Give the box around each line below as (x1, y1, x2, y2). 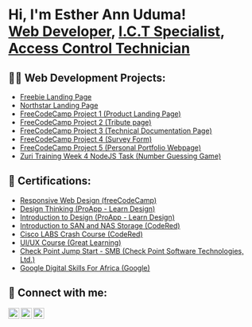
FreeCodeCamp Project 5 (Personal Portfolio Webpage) (19, 143, 201, 152)
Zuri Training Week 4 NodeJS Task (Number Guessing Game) (19, 151, 221, 161)
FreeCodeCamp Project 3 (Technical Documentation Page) (19, 126, 212, 135)
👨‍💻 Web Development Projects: (8, 71, 166, 84)
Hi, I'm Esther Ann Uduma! (8, 6, 187, 24)
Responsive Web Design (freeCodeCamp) (19, 195, 157, 204)
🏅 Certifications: (8, 174, 91, 188)
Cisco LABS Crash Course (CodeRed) (19, 229, 143, 239)
